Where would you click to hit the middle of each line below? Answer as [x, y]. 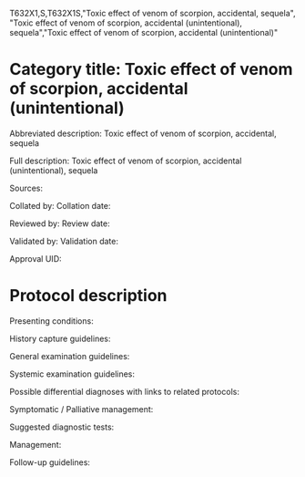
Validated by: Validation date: [64, 241]
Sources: [26, 188]
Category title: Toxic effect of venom [151, 70]
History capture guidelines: [60, 338]
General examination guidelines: [70, 356]
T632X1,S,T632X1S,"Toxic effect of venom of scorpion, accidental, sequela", [152, 13]
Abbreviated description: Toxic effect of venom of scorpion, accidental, [143, 133]
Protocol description [88, 296]
